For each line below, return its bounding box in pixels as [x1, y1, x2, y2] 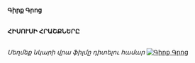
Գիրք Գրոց [7, 6, 43, 14]
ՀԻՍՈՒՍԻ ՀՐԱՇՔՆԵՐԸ [7, 27, 80, 35]
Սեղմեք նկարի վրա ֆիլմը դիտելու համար [7, 48, 145, 56]
